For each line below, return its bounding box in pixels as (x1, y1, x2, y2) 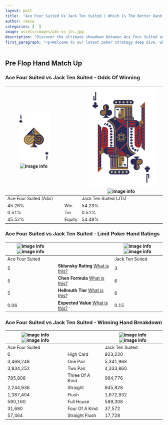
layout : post (5, 8, 32, 13)
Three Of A (67, 372, 90, 378)
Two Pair (67, 365, 86, 371)
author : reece (5, 19, 35, 24)
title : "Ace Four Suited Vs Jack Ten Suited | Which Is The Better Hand (5, 13, 162, 19)
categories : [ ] (5, 24, 41, 29)
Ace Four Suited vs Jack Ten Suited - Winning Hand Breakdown (5, 319, 162, 326)
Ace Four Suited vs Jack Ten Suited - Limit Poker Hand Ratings (5, 230, 160, 237)
